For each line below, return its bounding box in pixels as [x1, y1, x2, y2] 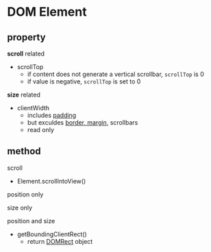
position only [7, 190, 44, 199]
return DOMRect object [27, 237, 93, 245]
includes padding [27, 111, 77, 119]
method [7, 145, 41, 157]
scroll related [7, 49, 45, 58]
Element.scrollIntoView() [16, 177, 86, 185]
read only [27, 126, 55, 134]
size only [7, 203, 33, 212]
